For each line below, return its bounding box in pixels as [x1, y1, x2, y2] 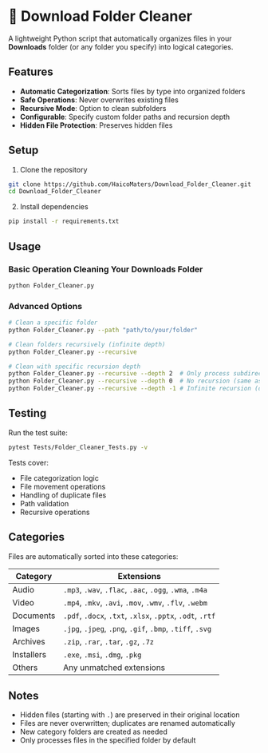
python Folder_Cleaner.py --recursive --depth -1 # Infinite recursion [8, 385, 251, 393]
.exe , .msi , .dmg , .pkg [63, 648, 142, 660]
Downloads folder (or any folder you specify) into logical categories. [8, 42, 234, 51]
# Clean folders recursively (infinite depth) [8, 340, 166, 348]
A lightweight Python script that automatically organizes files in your [8, 34, 233, 43]
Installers [12, 648, 47, 660]
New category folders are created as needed [19, 727, 167, 737]
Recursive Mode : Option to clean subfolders [19, 103, 167, 113]
